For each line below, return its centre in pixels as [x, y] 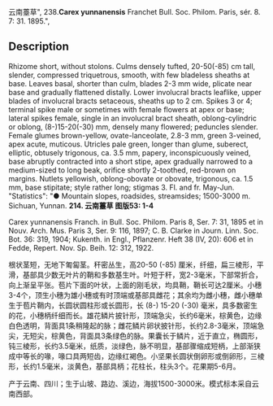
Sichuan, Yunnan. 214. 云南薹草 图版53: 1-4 [81, 205]
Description [39, 47]
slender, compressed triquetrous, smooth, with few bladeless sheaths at [129, 75]
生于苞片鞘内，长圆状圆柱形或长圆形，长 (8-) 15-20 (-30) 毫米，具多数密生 [133, 305]
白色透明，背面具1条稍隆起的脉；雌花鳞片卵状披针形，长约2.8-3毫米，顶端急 [136, 325]
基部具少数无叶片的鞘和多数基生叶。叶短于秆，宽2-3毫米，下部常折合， [142, 274]
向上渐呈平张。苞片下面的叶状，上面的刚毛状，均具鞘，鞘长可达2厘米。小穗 [135, 285]
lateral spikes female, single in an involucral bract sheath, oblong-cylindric [133, 118]
